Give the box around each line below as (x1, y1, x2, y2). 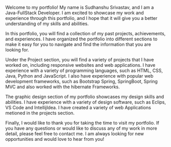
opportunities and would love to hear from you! (5, 136, 104, 142)
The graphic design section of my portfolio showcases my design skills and (5, 94, 164, 100)
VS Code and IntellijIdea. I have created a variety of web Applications (5, 105, 151, 110)
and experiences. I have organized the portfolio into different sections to (5, 36, 158, 42)
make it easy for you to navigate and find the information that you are (5, 41, 151, 47)
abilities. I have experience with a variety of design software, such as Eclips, (5, 99, 166, 105)
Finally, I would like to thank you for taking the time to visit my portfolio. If (5, 120, 160, 126)
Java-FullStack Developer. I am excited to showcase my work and (5, 10, 144, 16)
